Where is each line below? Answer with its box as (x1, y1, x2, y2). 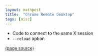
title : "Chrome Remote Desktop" (5, 12, 75, 17)
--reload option (12, 35, 45, 41)
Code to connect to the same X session (12, 30, 94, 36)
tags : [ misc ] (5, 16, 32, 21)
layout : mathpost (5, 7, 41, 12)
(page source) (5, 45, 34, 51)
